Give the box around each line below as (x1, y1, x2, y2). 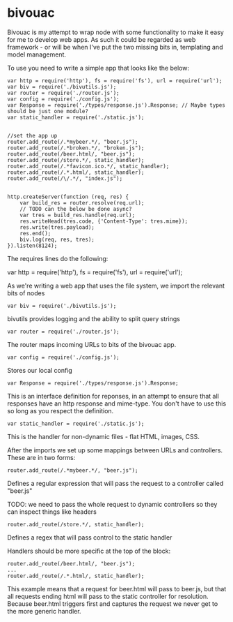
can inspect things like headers (7, 508, 97, 516)
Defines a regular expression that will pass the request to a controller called (7, 479, 224, 487)
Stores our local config (7, 366, 73, 374)
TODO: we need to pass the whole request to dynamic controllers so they (7, 500, 218, 508)
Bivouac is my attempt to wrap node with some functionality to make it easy (7, 28, 224, 36)
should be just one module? (7, 108, 89, 114)
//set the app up (7, 132, 58, 139)
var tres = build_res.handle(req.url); (19, 212, 136, 219)
